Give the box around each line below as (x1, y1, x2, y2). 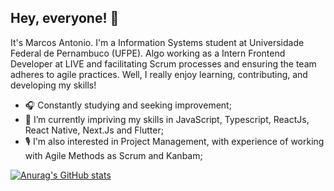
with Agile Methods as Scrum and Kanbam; (24, 149, 203, 161)
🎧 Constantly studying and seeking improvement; (24, 99, 232, 111)
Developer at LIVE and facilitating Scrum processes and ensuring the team (10, 57, 317, 70)
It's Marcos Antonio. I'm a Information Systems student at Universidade (10, 36, 305, 48)
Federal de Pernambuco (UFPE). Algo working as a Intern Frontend (10, 47, 286, 59)
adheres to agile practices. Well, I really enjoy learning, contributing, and (10, 68, 308, 80)
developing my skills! (10, 79, 97, 91)
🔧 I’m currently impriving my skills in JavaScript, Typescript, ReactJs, (24, 113, 310, 125)
